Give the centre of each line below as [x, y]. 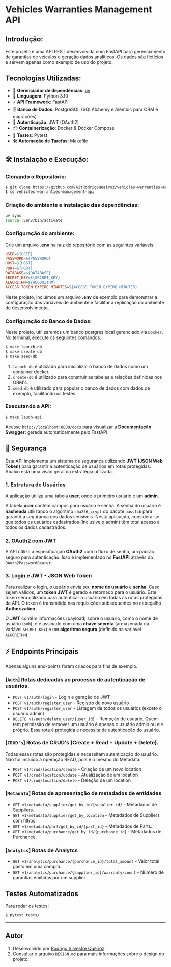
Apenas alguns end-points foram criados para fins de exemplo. [72, 666]
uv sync [13, 215]
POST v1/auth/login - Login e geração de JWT [61, 697]
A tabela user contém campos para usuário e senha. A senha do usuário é [83, 505]
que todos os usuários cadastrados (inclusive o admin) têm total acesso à [83, 522]
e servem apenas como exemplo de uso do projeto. [59, 62]
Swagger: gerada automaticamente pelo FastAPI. [57, 432]
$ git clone [18, 187]
